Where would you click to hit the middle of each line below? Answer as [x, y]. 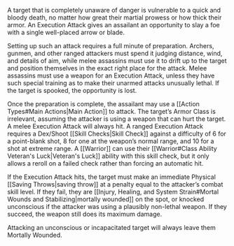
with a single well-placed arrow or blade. [66, 32]
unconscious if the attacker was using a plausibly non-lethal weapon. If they [117, 207]
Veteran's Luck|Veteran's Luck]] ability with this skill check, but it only [108, 156]
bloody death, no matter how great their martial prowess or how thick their [115, 17]
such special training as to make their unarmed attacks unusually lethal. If [113, 83]
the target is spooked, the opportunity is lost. [72, 91]
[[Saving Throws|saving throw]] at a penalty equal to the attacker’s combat [115, 184]
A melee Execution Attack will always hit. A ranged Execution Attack [105, 126]
